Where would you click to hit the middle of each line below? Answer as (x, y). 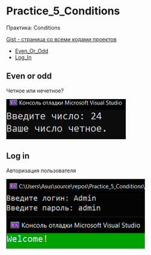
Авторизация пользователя (41, 170)
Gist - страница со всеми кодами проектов (61, 39)
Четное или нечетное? (35, 91)
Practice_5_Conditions (63, 11)
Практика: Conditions (33, 28)
